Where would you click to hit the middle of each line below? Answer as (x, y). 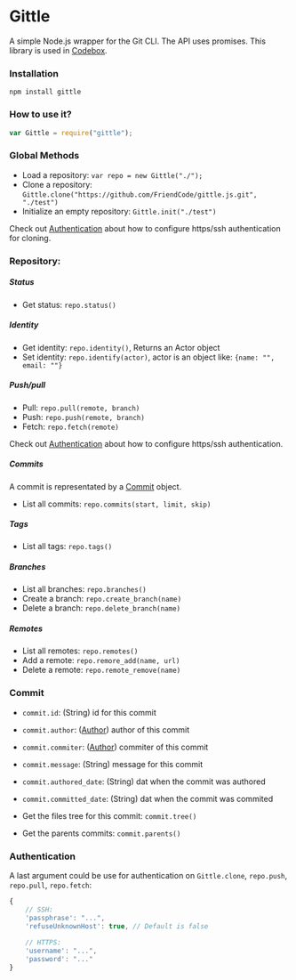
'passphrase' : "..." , (65, 918)
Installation (34, 73)
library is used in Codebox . (59, 50)
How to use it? (41, 115)
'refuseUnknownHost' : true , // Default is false (117, 926)
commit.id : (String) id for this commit (89, 712)
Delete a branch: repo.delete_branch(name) (101, 608)
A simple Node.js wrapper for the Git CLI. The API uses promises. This (138, 41)
